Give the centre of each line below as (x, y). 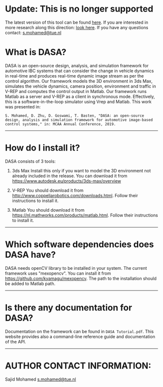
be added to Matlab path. (30, 283)
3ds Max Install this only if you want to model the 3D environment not (81, 170)
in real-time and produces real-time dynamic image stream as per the (74, 76)
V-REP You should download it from (48, 190)
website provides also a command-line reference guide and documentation (80, 336)
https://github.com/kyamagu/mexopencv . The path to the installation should (81, 278)
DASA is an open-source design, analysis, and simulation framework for (77, 65)
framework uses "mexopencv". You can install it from (58, 273)
